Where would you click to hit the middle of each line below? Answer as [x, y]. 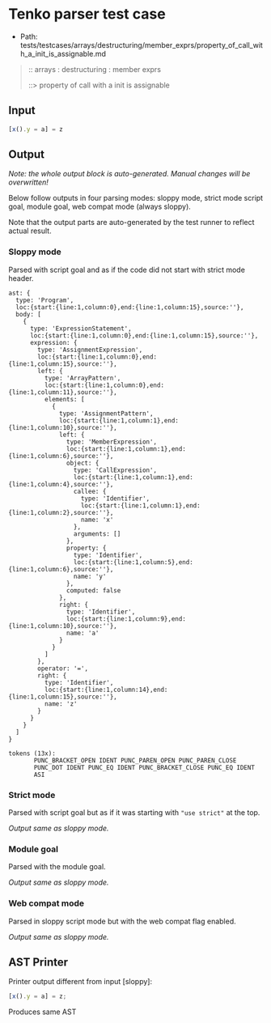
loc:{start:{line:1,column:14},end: [106, 690]
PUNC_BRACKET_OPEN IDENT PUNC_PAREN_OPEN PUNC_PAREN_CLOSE [135, 760]
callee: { [90, 491]
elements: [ [64, 399]
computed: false [93, 590]
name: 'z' [61, 704]
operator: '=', [63, 669]
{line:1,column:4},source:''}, [61, 484]
